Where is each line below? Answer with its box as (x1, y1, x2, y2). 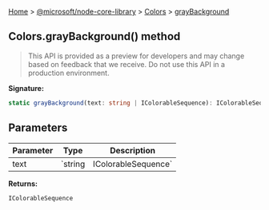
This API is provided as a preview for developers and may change (27, 51, 245, 61)
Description (110, 145, 156, 156)
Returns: (8, 179, 38, 188)
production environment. (27, 68, 110, 77)
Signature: (8, 83, 44, 93)
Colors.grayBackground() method (8, 30, 181, 43)
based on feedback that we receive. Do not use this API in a (27, 59, 226, 69)
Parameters (8, 121, 68, 135)
